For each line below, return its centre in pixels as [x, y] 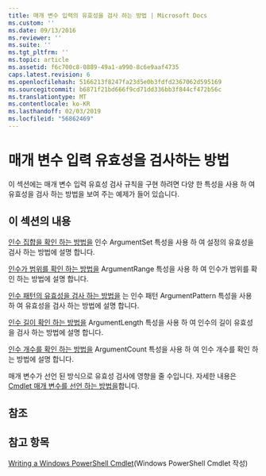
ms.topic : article [39, 60]
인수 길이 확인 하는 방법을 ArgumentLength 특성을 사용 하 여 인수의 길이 [120, 322]
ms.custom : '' [32, 23]
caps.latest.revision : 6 [49, 75]
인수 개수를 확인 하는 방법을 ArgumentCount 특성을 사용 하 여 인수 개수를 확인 [129, 349]
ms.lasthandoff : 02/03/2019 [55, 112]
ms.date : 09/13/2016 [42, 30]
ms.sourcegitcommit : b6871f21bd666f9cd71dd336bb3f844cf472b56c [115, 89]
